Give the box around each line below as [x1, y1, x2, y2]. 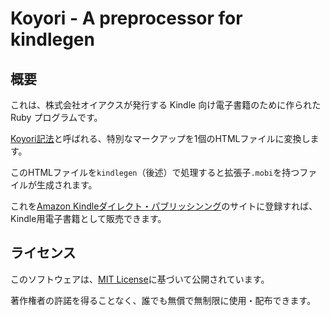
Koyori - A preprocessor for [10, 7, 243, 30]
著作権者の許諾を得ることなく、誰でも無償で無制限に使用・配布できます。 [10, 294, 317, 306]
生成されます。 [36, 179, 98, 191]
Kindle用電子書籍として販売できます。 [10, 213, 167, 224]
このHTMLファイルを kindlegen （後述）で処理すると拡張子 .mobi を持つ [10, 167, 300, 178]
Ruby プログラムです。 [10, 112, 103, 123]
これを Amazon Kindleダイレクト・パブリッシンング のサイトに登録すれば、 [10, 200, 318, 212]
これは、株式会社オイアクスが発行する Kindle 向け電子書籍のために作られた [10, 99, 322, 111]
